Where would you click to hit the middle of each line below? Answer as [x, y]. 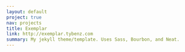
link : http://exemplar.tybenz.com [50, 34]
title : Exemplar [27, 28]
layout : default [27, 12]
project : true [24, 17]
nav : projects [24, 23]
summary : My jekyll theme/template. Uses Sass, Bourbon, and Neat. [93, 39]
